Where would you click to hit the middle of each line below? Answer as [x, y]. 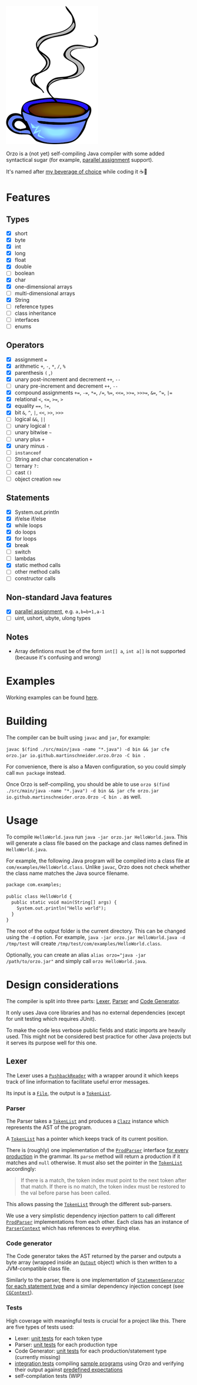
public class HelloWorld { [39, 897]
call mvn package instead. [36, 773]
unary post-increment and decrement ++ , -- [68, 379]
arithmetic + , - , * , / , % [40, 366]
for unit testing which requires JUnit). [51, 1018]
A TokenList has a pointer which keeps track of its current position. [87, 1139]
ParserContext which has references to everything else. [74, 1228]
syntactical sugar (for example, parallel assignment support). [80, 160]
